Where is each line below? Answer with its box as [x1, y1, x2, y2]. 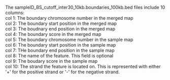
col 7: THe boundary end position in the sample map [5, 48, 115, 53]
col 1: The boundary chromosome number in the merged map [5, 15, 133, 21]
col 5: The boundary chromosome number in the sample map [5, 36, 133, 43]
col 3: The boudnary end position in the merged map [5, 26, 116, 32]
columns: [5, 10, 25, 16]
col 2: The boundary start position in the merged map [5, 20, 117, 26]
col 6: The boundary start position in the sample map [5, 42, 116, 48]
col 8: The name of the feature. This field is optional [5, 53, 113, 59]
